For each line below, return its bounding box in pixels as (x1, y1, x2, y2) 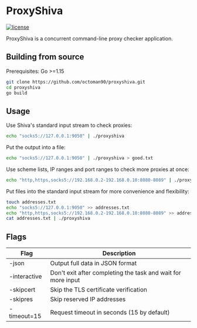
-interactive (9, 272, 42, 280)
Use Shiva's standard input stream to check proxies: (6, 122, 133, 129)
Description (102, 249, 136, 257)
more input (50, 276, 80, 285)
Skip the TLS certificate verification (50, 286, 148, 294)
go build (6, 90, 28, 96)
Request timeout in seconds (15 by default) (50, 309, 170, 317)
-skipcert (9, 286, 36, 294)
